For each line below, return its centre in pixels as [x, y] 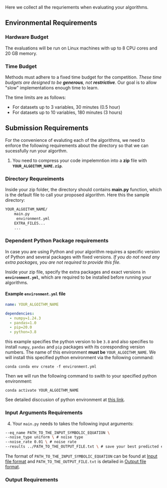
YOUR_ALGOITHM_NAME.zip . [38, 166]
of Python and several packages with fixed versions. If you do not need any [83, 257]
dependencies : [20, 313]
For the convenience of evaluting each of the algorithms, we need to [75, 140]
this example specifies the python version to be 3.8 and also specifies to [79, 342]
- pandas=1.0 [23, 323]
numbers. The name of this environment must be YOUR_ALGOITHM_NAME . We [81, 352]
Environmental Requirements [51, 23]
